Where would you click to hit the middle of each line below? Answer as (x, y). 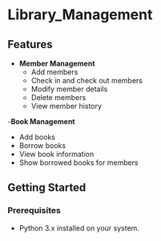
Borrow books (42, 145)
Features (30, 44)
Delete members (58, 97)
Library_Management (80, 15)
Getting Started (47, 188)
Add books (37, 137)
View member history (66, 106)
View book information (56, 154)
